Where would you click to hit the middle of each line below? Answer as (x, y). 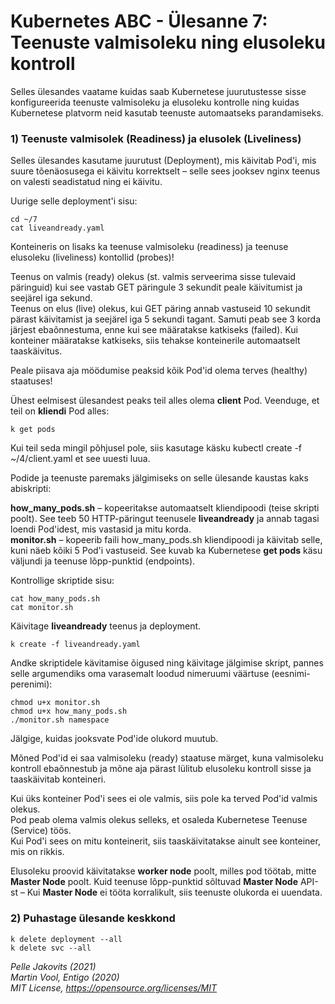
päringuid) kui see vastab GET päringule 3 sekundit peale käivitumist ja (156, 287)
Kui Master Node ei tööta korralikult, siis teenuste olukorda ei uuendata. (174, 892)
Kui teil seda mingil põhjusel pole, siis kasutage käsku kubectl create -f (156, 448)
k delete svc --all (51, 948)
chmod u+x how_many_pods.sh (69, 711)
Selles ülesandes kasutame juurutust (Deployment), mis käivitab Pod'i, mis (163, 161)
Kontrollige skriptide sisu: (62, 581)
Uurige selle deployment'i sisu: (74, 201)
